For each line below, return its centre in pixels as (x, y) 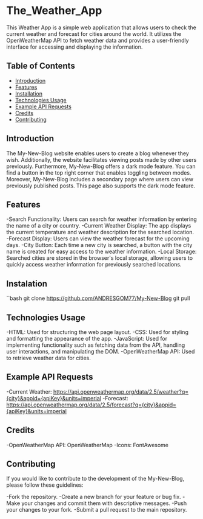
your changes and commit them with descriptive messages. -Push (104, 503)
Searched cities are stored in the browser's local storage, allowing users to (99, 258)
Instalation (27, 284)
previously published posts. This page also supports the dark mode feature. (101, 186)
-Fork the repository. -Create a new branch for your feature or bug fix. (94, 497)
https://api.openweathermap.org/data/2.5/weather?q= (121, 392)
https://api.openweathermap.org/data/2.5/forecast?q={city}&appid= (92, 405)
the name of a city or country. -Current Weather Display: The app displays (99, 226)
